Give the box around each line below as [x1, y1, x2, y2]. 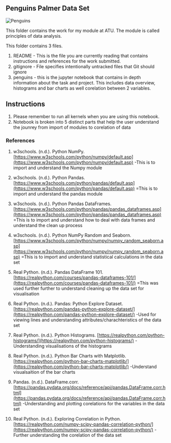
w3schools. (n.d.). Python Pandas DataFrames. [13, 201, 112, 207]
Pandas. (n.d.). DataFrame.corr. [13, 379, 79, 385]
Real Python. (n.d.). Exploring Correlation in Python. [13, 416, 121, 422]
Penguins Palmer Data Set [6, 4, 90, 13]
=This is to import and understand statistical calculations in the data [21, 254, 163, 260]
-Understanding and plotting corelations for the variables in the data [22, 400, 165, 406]
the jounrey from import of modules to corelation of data [13, 124, 131, 130]
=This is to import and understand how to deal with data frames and [13, 216, 155, 223]
